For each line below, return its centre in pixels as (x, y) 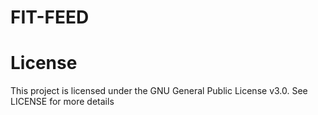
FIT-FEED (50, 17)
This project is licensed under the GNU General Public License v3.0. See (159, 91)
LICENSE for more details (62, 102)
